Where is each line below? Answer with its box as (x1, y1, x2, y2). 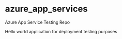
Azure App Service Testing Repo (5, 19, 70, 25)
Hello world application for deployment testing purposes (5, 28, 118, 34)
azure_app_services (5, 3, 88, 14)
